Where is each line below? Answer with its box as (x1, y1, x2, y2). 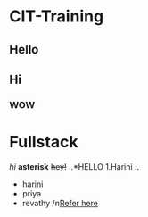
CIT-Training (9, 6, 104, 27)
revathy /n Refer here (21, 197, 98, 208)
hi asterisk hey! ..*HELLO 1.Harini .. (9, 161, 140, 171)
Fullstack (9, 132, 78, 153)
